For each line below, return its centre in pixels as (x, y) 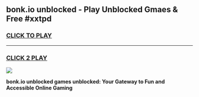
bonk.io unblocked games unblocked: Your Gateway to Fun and (86, 81)
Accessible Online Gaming (39, 88)
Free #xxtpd (29, 19)
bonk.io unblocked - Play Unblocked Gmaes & (92, 10)
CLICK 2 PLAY (27, 58)
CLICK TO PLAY (29, 36)
